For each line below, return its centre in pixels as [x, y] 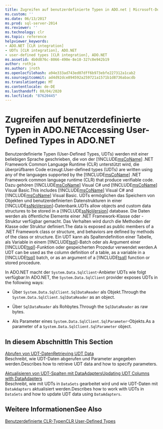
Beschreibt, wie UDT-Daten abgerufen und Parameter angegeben [70, 359]
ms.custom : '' [19, 14]
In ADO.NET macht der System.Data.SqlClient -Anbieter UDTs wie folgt [76, 272]
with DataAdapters [24, 379]
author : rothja [20, 64]
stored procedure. [23, 263]
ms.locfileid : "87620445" [31, 96]
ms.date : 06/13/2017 [26, 19]
